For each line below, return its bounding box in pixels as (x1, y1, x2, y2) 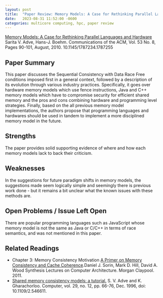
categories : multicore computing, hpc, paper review (5, 20, 114, 26)
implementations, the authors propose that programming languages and (5, 108, 149, 113)
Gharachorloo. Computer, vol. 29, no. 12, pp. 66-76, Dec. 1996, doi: (12, 283, 146, 289)
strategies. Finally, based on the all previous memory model (5, 103, 124, 109)
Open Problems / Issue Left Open (5, 207, 107, 215)
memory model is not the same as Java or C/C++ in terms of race (5, 225, 136, 231)
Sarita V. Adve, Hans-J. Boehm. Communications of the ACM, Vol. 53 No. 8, (5, 39, 156, 45)
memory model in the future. (5, 118, 62, 124)
